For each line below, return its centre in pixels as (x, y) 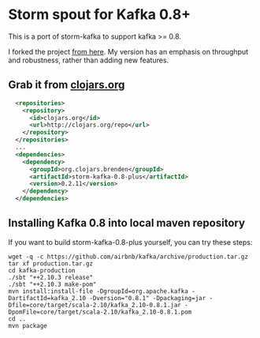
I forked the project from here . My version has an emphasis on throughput (128, 51)
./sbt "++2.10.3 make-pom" (52, 284)
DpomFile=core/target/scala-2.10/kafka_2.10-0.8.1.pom (100, 312)
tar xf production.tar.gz (50, 263)
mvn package (28, 325)
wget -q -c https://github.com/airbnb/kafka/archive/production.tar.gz (128, 257)
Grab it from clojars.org (67, 85)
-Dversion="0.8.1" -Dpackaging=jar (148, 298)
